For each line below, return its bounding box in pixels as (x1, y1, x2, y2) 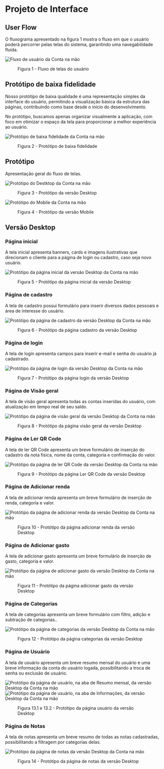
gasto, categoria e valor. (5, 558, 54, 564)
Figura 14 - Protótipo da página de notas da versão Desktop (17, 758, 139, 764)
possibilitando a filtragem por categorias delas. (5, 739, 101, 745)
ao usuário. (5, 124, 28, 130)
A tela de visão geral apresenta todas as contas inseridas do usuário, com (5, 399, 156, 405)
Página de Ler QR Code (5, 435, 62, 442)
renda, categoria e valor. (5, 499, 55, 505)
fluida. (5, 47, 18, 52)
